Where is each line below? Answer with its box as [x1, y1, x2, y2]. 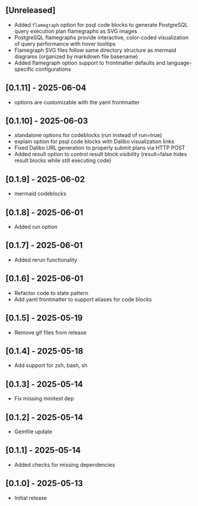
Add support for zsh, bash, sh [14, 362, 88, 369]
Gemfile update [14, 428, 52, 435]
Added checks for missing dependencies [14, 461, 116, 468]
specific [14, 66, 34, 73]
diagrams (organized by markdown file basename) [14, 52, 138, 60]
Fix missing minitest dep [14, 395, 74, 402]
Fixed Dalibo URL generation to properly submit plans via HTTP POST [14, 144, 185, 151]
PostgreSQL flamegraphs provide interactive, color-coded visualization [14, 33, 189, 41]
